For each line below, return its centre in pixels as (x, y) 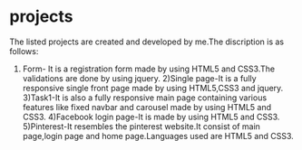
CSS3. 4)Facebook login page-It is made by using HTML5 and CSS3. (151, 117)
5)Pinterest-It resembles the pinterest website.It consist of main (141, 126)
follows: (24, 51)
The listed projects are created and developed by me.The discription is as (146, 42)
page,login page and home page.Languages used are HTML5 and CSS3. (158, 136)
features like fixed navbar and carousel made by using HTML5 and (147, 107)
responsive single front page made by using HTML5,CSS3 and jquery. (153, 88)
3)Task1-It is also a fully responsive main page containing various (145, 98)
